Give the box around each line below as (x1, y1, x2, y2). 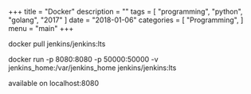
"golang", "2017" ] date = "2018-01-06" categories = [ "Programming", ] (8, 15, 244, 25)
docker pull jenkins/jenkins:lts (8, 39, 106, 49)
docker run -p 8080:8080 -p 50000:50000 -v (8, 55, 159, 64)
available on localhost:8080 (8, 79, 100, 88)
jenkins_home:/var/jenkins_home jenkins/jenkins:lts (8, 63, 177, 72)
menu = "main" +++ (8, 24, 74, 33)
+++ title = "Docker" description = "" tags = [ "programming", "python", (8, 7, 243, 16)
